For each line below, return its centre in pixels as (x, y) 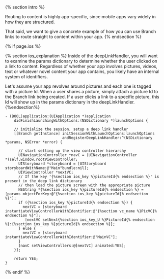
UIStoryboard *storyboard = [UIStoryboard (62, 164)
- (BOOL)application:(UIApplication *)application (58, 116)
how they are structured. (30, 22)
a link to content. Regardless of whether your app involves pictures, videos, (81, 66)
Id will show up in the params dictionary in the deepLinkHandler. (70, 102)
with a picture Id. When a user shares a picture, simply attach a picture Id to (82, 91)
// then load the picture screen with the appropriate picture (84, 185)
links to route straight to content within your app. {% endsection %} (73, 37)
